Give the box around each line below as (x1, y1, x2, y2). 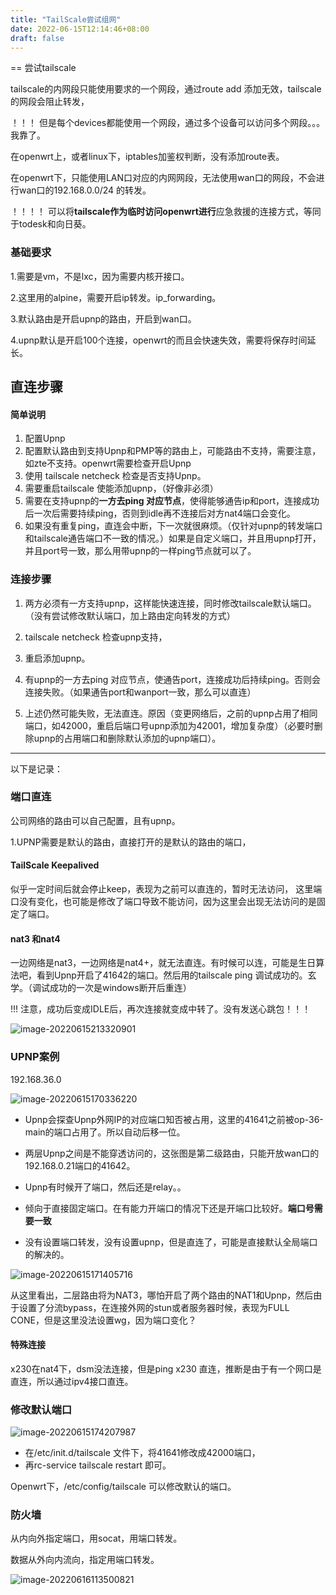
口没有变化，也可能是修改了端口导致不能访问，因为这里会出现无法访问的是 (10, 896, 317, 908)
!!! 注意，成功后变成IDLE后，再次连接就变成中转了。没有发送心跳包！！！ (10, 1003, 312, 1015)
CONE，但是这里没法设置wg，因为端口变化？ (10, 1314, 197, 1326)
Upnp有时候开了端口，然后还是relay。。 (24, 1181, 187, 1193)
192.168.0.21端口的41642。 (24, 1159, 136, 1171)
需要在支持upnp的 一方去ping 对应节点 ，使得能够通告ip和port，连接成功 (24, 495, 320, 507)
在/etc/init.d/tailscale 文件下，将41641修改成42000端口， (24, 1447, 261, 1459)
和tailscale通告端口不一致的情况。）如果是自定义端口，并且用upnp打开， (24, 532, 322, 545)
